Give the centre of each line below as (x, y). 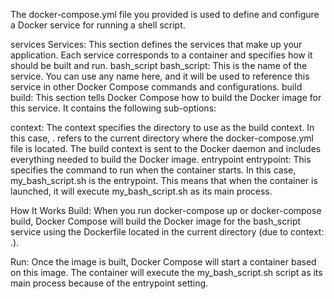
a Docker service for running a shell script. (98, 25)
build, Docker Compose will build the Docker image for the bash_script (156, 221)
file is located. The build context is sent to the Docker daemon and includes (166, 148)
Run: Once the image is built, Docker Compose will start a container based (163, 262)
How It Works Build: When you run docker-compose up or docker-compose (166, 210)
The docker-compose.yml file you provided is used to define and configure (165, 14)
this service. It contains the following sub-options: (113, 108)
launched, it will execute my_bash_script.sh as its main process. (141, 191)
